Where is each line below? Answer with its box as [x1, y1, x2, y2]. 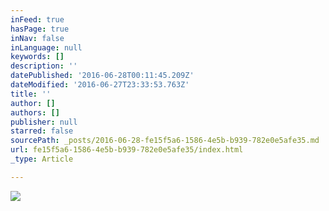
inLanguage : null [10, 42, 83, 53]
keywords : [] [10, 52, 65, 62]
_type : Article [10, 154, 74, 164]
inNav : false [10, 33, 65, 43]
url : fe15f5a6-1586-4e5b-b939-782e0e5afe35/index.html [10, 145, 244, 155]
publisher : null [10, 117, 78, 127]
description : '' [10, 61, 78, 71]
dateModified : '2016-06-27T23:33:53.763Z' [10, 80, 190, 90]
